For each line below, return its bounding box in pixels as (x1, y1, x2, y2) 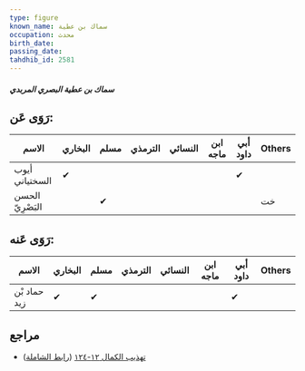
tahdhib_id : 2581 (9, 55, 75, 64)
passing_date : (9, 47, 64, 56)
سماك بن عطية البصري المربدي (9, 83, 115, 94)
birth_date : (9, 38, 54, 48)
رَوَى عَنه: (9, 231, 54, 247)
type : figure (9, 13, 59, 23)
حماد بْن (14, 285, 44, 298)
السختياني (14, 174, 53, 187)
